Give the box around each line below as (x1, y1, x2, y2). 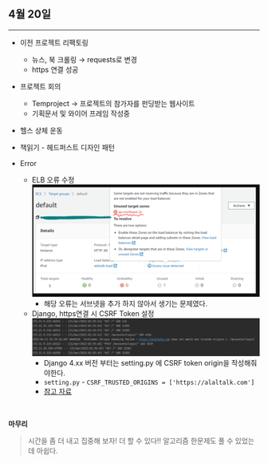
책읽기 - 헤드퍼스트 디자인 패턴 (19, 142, 116, 152)
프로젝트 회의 (19, 81, 61, 91)
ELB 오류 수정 (31, 175, 75, 184)
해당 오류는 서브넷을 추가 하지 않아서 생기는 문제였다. (43, 299, 208, 309)
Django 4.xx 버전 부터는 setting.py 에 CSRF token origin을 (43, 358, 230, 367)
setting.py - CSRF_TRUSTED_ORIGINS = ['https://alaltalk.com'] (43, 377, 255, 386)
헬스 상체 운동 (19, 125, 63, 135)
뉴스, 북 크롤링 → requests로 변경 (31, 54, 138, 64)
